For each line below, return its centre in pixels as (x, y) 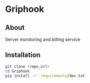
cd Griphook (17, 71)
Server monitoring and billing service (43, 39)
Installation (23, 55)
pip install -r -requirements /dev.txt (45, 76)
